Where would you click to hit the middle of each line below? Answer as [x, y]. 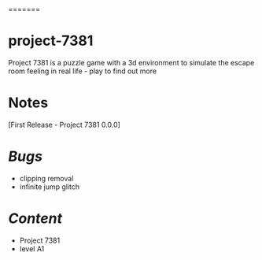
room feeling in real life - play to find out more [83, 71]
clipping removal [46, 178]
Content [35, 218]
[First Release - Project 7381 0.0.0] [64, 124]
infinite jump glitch [50, 187]
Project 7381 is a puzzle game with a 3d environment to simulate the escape [131, 62]
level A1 [32, 248]
